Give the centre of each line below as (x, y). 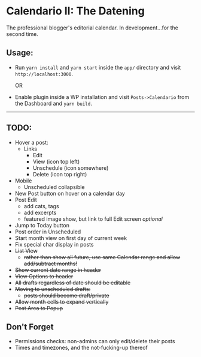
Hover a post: (32, 142)
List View (26, 251)
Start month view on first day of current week (71, 238)
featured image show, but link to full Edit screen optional (93, 219)
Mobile (23, 181)
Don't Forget (30, 327)
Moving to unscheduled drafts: (53, 289)
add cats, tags (41, 206)
